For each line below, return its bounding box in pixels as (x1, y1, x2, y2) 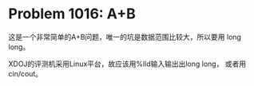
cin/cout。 (8, 68, 42, 78)
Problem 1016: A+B (8, 5, 136, 23)
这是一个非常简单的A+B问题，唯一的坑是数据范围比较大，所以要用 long (8, 32, 242, 41)
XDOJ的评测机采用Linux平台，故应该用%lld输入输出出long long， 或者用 (8, 59, 247, 68)
